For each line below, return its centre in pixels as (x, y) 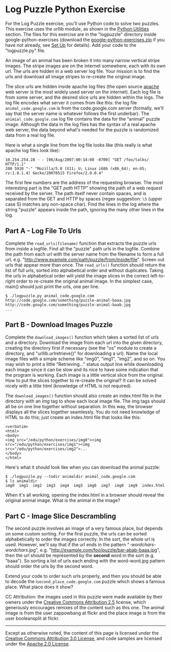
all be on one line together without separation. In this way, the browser (79, 406)
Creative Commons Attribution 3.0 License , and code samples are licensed (84, 639)
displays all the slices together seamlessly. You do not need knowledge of (83, 412)
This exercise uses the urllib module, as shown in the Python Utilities (77, 29)
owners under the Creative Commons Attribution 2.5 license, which (76, 602)
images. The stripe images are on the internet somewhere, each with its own (85, 66)
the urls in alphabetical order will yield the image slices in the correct (77, 275)
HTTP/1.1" (16, 164)
